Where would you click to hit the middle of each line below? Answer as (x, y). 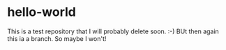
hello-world (42, 12)
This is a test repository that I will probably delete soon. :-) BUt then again (113, 31)
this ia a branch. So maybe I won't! (57, 38)
